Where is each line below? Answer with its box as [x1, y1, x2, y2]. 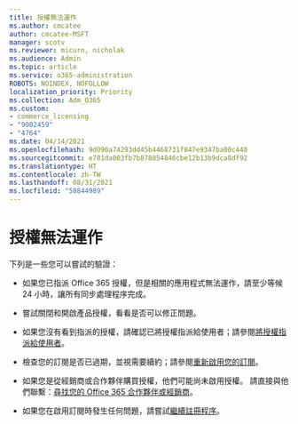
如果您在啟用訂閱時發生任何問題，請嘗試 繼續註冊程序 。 [21, 405, 224, 416]
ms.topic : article [9, 63, 77, 72]
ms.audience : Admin [9, 54, 82, 63]
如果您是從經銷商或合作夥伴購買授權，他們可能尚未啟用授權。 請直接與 [21, 375, 281, 386]
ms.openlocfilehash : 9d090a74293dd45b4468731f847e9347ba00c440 [9, 145, 248, 154]
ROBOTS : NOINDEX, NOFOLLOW [9, 79, 109, 88]
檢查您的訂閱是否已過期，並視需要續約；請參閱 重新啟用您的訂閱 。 [21, 356, 263, 367]
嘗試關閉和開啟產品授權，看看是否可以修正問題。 [21, 308, 201, 318]
